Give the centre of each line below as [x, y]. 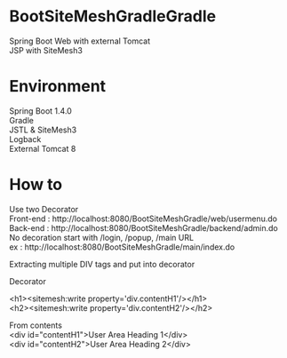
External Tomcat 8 [43, 148]
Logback [25, 139]
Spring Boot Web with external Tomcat [80, 41]
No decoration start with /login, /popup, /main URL [101, 237]
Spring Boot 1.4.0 [41, 111]
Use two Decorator [44, 209]
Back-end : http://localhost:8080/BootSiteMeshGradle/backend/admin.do [143, 227]
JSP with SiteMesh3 [46, 50]
